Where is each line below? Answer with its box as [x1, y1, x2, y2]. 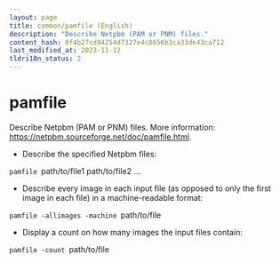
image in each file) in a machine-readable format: [21, 192, 204, 203]
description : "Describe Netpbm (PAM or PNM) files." [9, 29, 209, 38]
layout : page [9, 12, 58, 22]
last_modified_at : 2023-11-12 [9, 46, 122, 55]
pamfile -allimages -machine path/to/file [9, 210, 162, 220]
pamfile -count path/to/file [9, 243, 109, 254]
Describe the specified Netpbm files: [21, 148, 157, 159]
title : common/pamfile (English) [9, 21, 133, 30]
